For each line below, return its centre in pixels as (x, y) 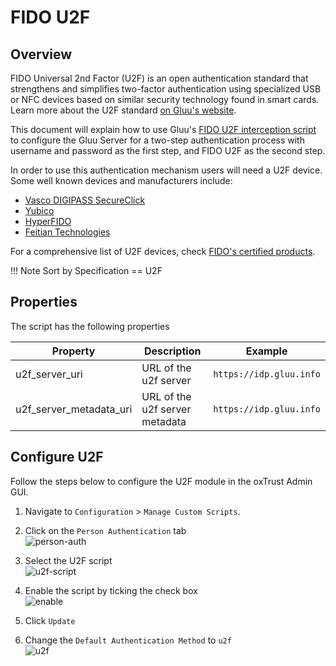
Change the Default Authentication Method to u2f (128, 640)
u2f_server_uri (49, 374)
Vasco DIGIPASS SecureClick (85, 200)
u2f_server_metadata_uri (74, 409)
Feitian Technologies (67, 232)
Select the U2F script (68, 560)
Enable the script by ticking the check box (111, 590)
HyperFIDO (48, 221)
